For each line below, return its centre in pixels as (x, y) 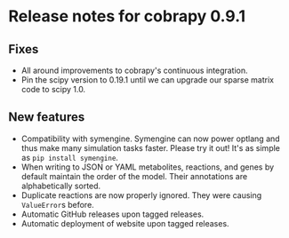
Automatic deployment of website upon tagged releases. (125, 223)
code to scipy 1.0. (53, 89)
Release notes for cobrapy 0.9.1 (127, 16)
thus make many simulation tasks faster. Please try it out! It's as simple (151, 147)
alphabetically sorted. (61, 186)
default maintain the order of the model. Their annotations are (134, 176)
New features (47, 117)
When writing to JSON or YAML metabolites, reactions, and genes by (148, 167)
